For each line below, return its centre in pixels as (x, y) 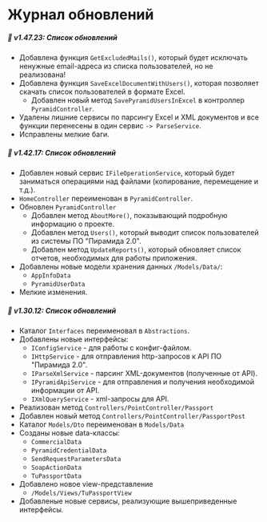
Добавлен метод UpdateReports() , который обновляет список (136, 249)
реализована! (42, 75)
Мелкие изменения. (53, 292)
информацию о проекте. (73, 224)
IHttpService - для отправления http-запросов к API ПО (126, 356)
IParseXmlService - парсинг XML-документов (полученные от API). (144, 374)
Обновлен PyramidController (68, 207)
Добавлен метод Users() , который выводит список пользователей (145, 233)
